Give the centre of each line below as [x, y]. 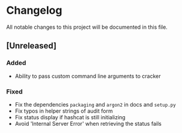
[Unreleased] [32, 46]
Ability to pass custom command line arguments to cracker [88, 76]
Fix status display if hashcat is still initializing [70, 117]
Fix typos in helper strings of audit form [64, 111]
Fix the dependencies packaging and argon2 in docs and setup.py [95, 104]
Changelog [34, 10]
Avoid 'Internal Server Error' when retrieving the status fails [88, 123]
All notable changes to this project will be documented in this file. [87, 27]
